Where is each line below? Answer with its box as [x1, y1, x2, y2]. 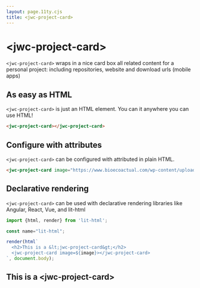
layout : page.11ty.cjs [6, 8, 62, 15]
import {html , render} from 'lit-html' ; [6, 217, 108, 224]
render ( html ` [6, 239, 39, 245]
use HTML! [6, 112, 33, 119]
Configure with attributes [6, 140, 102, 150]
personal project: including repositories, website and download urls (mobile [6, 66, 191, 73]
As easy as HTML [6, 89, 73, 100]
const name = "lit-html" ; [6, 228, 65, 234]
